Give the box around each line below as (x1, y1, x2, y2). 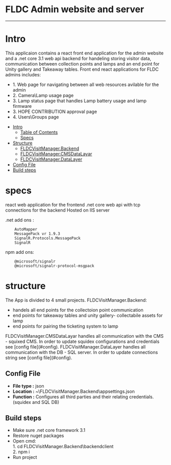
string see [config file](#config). (5, 355, 72, 361)
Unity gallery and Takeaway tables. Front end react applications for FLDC (5, 66, 159, 72)
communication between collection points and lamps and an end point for (5, 61, 160, 67)
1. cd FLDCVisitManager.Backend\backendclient (12, 444, 113, 450)
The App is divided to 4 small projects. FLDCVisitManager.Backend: (5, 297, 147, 303)
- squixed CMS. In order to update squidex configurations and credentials (5, 338, 160, 344)
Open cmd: (12, 438, 37, 444)
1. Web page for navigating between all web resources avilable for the (12, 81, 159, 88)
